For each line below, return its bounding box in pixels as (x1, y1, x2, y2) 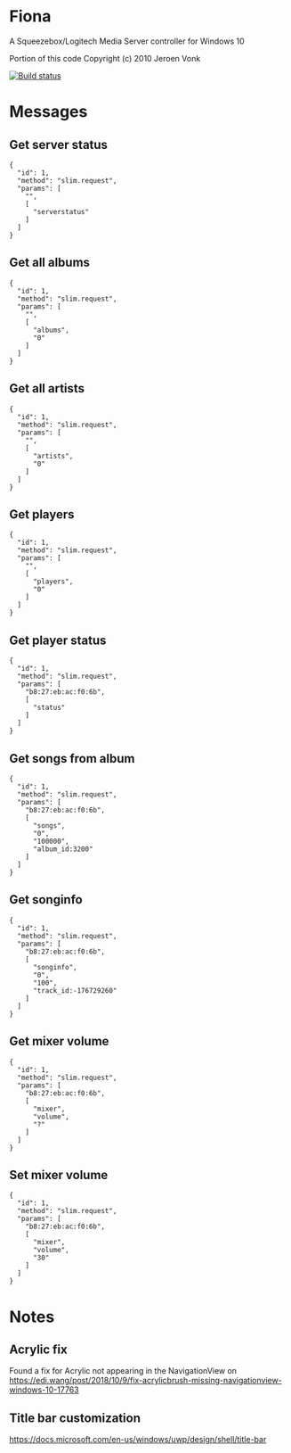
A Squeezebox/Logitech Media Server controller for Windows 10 (9, 36, 245, 46)
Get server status (9, 136, 109, 153)
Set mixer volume (9, 1168, 109, 1183)
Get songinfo (9, 892, 83, 907)
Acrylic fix (9, 1342, 69, 1358)
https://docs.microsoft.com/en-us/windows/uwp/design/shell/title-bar (9, 1434, 267, 1445)
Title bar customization (9, 1410, 141, 1425)
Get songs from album (9, 751, 135, 766)
